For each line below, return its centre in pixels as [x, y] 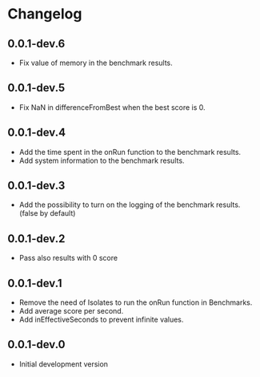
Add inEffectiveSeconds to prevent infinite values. [101, 320]
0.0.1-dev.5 [36, 88]
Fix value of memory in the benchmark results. [96, 63]
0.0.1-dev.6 [36, 44]
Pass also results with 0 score [68, 258]
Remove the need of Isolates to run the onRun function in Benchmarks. [136, 302]
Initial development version [64, 364]
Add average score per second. [71, 311]
